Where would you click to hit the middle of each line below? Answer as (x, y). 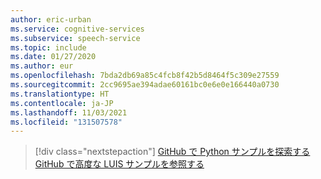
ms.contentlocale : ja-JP (62, 103)
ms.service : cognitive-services (77, 29)
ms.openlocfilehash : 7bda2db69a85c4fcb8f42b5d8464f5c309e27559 (145, 76)
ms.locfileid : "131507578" (66, 122)
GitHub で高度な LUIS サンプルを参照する (119, 164)
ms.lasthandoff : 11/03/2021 (69, 112)
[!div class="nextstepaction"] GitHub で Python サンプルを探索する (172, 152)
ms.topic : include (48, 47)
